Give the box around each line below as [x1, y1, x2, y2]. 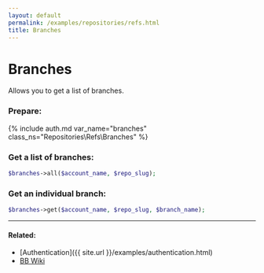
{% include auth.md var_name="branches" [8, 124, 147, 133]
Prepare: [8, 105, 42, 116]
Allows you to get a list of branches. [8, 86, 124, 95]
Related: [8, 230, 37, 240]
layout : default [8, 11, 61, 20]
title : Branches [8, 26, 61, 34]
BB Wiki [19, 256, 46, 266]
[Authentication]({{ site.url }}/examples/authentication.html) [19, 248, 214, 257]
